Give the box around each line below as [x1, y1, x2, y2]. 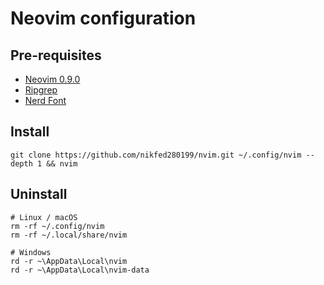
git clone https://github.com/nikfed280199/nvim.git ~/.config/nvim [10, 150, 302, 160]
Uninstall [10, 186, 68, 203]
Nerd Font [24, 95, 67, 106]
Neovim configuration [10, 7, 197, 30]
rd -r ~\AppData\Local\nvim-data [10, 265, 150, 275]
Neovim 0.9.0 [24, 73, 81, 85]
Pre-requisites [10, 47, 102, 64]
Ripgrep [24, 84, 58, 96]
